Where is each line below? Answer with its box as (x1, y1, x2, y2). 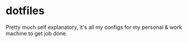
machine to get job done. (5, 29, 67, 37)
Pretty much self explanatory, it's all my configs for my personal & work (5, 24, 183, 31)
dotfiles (5, 4, 45, 18)
